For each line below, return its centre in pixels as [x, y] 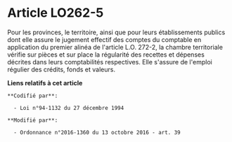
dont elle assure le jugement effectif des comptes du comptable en [104, 39]
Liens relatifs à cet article [45, 83]
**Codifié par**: [33, 96]
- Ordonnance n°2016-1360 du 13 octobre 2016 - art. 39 [97, 132]
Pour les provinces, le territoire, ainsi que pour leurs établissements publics [116, 32]
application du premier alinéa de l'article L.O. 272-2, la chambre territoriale [115, 47]
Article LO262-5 [56, 13]
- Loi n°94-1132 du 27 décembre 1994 [69, 108]
